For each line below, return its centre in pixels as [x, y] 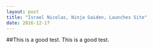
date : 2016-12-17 [28, 23]
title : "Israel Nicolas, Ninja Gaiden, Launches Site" [77, 17]
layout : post [23, 12]
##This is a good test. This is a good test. [58, 40]
